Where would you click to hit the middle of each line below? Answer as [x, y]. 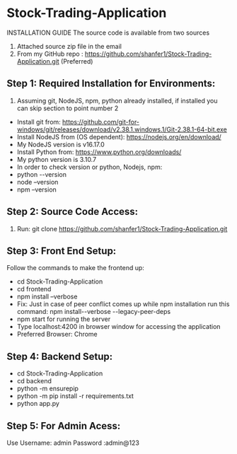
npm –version [37, 190]
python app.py [38, 404]
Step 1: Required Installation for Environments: [111, 84]
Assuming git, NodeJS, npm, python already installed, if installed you [117, 100]
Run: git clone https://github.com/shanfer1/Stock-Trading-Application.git [122, 228]
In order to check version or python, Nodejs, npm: [89, 167]
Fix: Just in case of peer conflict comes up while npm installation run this [123, 304]
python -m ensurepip [48, 389]
